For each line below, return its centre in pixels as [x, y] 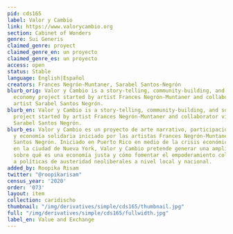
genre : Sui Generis [35, 39]
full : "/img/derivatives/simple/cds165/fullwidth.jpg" [88, 213]
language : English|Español [46, 78]
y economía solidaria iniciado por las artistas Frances [97, 136]
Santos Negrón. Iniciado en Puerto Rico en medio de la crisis [106, 143]
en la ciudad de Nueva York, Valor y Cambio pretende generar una [111, 149]
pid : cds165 [24, 13]
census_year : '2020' [37, 181]
